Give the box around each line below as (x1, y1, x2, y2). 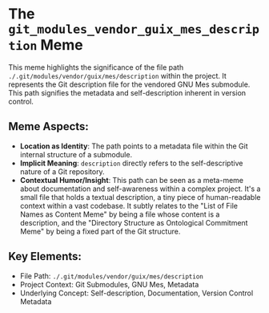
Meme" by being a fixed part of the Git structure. (19, 226, 181, 236)
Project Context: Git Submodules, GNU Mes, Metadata (19, 279, 199, 289)
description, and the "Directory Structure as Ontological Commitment (19, 217, 248, 227)
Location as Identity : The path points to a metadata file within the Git (19, 141, 248, 151)
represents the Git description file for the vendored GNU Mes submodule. (8, 79, 251, 89)
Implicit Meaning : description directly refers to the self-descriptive (19, 158, 243, 168)
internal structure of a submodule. (19, 149, 133, 159)
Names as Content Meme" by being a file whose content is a (19, 209, 220, 219)
